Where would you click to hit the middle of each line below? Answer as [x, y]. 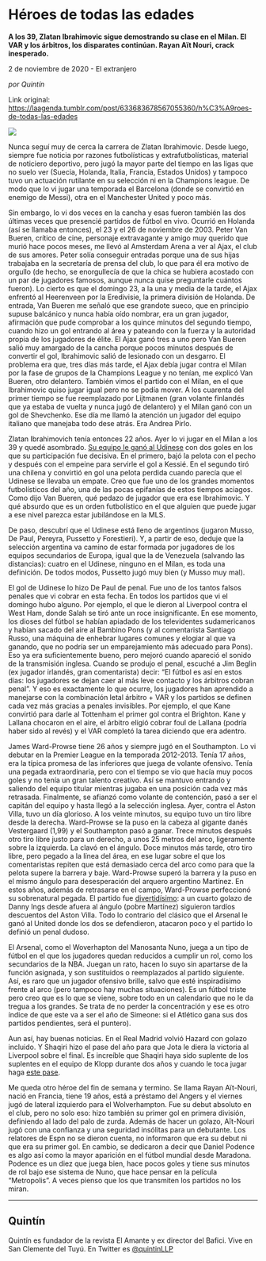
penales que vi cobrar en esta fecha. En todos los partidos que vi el [118, 596]
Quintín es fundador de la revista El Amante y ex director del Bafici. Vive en [131, 1240]
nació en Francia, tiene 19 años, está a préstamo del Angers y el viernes [125, 1096]
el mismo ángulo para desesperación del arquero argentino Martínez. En [126, 881]
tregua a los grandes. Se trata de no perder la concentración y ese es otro [129, 1006]
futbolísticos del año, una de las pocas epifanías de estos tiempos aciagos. [131, 489]
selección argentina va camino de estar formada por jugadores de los [122, 547]
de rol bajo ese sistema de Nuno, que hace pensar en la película [113, 1171]
